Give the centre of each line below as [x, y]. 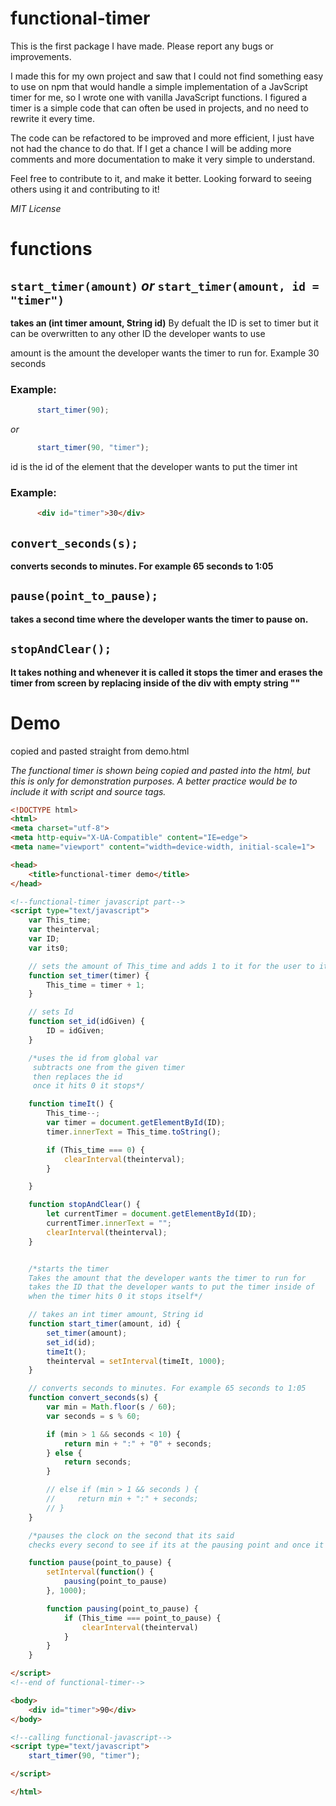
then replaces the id [77, 1077]
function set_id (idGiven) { [86, 1022]
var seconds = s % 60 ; [93, 1416]
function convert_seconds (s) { [93, 1398]
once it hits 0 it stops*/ [88, 1086]
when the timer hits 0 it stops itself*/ [115, 1297]
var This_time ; [60, 920]
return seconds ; [97, 1462]
